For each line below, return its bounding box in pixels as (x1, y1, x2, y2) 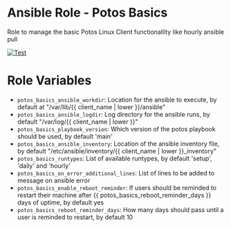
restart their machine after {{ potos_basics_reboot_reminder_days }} (17, 191, 212, 199)
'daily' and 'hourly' (17, 161, 71, 170)
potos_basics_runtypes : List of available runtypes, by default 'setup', (17, 154, 212, 162)
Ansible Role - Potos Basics (7, 5, 168, 21)
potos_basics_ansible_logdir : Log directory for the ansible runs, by (17, 110, 210, 118)
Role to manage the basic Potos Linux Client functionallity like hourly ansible (7, 28, 225, 36)
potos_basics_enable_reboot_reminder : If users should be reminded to (17, 183, 216, 191)
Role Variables (7, 73, 92, 88)
